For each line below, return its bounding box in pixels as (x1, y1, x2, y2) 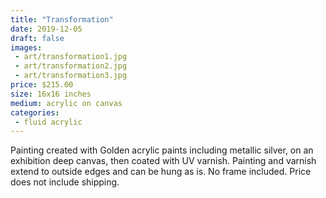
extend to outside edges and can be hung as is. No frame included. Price (10, 166, 312, 178)
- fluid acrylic (14, 117, 83, 127)
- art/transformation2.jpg (14, 61, 128, 71)
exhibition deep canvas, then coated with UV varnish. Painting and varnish (10, 155, 317, 167)
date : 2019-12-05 (10, 24, 83, 34)
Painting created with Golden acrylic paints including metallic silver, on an (10, 144, 314, 156)
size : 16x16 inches (10, 89, 92, 99)
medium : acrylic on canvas (10, 98, 123, 108)
